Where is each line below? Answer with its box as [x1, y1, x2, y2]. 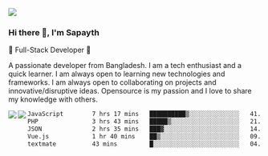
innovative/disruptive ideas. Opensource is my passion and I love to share [8, 86, 252, 96]
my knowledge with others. [8, 94, 98, 104]
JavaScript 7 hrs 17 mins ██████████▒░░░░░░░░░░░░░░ [27, 110, 240, 118]
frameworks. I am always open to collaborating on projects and [8, 78, 217, 87]
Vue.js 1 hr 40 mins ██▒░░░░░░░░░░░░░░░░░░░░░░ [27, 132, 240, 140]
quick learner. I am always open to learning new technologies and [8, 69, 225, 79]
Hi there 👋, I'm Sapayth [8, 26, 100, 38]
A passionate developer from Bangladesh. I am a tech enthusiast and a [8, 61, 242, 70]
